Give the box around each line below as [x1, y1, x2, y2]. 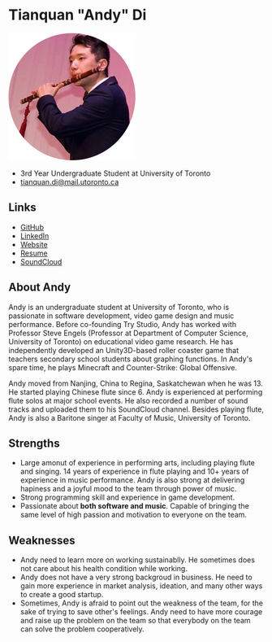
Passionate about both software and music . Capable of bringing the [19, 501, 249, 511]
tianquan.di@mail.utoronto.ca [19, 177, 119, 186]
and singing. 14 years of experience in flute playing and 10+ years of [19, 466, 249, 477]
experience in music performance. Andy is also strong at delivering [19, 475, 245, 485]
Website [19, 239, 49, 249]
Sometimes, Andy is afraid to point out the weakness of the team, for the [19, 598, 264, 608]
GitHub [19, 222, 45, 232]
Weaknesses [8, 533, 76, 547]
